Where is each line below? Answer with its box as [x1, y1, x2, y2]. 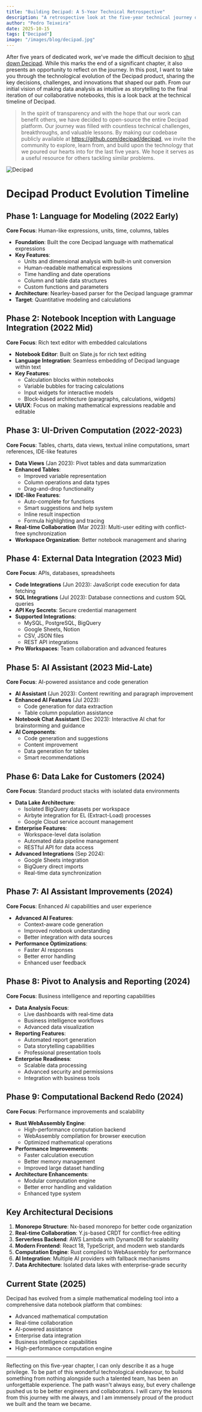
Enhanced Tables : [14, 465, 61, 473]
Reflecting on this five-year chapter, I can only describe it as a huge [6, 1362, 174, 1369]
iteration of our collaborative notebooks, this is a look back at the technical [6, 91, 191, 99]
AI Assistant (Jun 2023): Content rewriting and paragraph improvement [14, 690, 194, 698]
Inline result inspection [23, 511, 81, 518]
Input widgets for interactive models [23, 388, 114, 396]
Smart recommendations [23, 754, 85, 761]
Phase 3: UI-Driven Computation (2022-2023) [6, 425, 183, 436]
